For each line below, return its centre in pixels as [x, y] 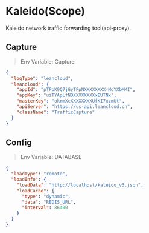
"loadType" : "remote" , [40, 174]
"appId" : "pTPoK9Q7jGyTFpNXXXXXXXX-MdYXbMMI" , [76, 90]
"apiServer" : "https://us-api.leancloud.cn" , [75, 107]
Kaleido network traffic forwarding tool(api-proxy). [68, 28]
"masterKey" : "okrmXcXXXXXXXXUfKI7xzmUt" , [71, 101]
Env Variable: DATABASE [51, 157]
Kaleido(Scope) [46, 11]
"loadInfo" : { [29, 180]
